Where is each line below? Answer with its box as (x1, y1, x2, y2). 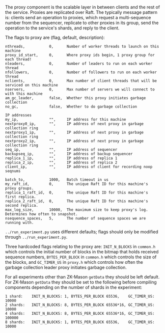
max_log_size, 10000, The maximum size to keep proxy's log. (5, 207, 148, 212)
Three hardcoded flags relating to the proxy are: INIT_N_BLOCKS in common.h (5, 244, 156, 250)
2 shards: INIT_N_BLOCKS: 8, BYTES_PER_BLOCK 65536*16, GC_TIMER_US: (5, 303, 155, 307)
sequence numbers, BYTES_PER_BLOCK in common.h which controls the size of (5, 254, 157, 260)
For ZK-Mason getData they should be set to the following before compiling (5, 279, 157, 285)
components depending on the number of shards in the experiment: (5, 284, 142, 290)
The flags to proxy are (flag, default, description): (5, 34, 105, 40)
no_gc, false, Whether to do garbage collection (5, 104, 137, 109)
